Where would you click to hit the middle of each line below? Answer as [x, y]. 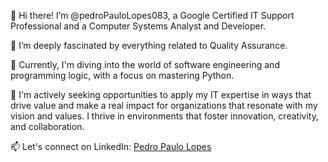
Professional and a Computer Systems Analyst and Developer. [138, 26]
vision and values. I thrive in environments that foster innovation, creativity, [164, 116]
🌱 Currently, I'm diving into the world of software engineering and [145, 64]
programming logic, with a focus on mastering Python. [122, 75]
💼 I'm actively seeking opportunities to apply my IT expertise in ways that [161, 94]
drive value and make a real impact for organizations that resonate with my [164, 105]
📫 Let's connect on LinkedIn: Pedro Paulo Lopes [111, 146]
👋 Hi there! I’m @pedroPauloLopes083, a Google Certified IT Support [152, 15]
